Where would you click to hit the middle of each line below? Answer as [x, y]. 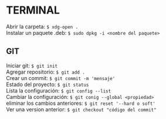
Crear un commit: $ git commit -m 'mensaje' [61, 78]
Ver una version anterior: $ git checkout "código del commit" [81, 109]
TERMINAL [33, 10]
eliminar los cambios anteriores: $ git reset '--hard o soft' [81, 103]
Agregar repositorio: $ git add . [45, 72]
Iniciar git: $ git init [32, 65]
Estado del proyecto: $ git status [48, 84]
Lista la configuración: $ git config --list [59, 90]
